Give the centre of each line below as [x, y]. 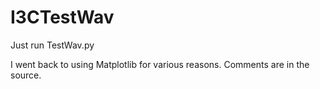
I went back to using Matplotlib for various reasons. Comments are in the [160, 64]
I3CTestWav [62, 17]
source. [26, 75]
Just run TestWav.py [52, 45]
